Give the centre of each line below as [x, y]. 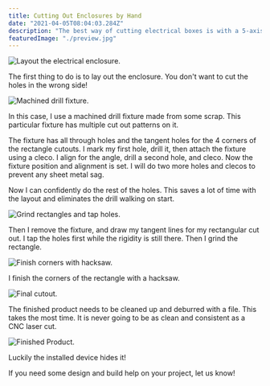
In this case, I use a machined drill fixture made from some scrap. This [125, 117]
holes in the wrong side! [48, 85]
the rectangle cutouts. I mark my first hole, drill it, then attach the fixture [127, 149]
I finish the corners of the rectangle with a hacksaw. [94, 278]
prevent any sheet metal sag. [56, 175]
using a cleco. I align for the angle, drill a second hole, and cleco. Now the [131, 158]
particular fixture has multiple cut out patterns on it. [94, 125]
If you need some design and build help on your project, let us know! [122, 373]
